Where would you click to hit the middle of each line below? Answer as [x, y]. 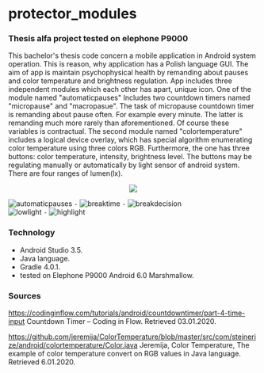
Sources [25, 295]
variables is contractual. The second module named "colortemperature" [126, 131]
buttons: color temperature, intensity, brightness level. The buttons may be [130, 157]
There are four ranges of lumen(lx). [65, 173]
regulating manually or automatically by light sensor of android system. [124, 165]
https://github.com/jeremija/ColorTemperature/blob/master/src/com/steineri [132, 337]
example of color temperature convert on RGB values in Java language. [125, 354]
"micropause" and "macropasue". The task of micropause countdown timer [131, 106]
